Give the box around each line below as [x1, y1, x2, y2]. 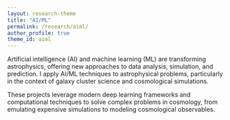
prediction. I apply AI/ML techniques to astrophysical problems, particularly [7, 70, 223, 78]
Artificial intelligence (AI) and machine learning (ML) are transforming [7, 55, 206, 63]
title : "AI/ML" [7, 17, 52, 24]
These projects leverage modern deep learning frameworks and [7, 91, 191, 99]
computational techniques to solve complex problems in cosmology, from [7, 98, 218, 106]
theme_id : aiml [7, 36, 52, 43]
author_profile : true [7, 29, 70, 37]
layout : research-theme [7, 10, 77, 17]
